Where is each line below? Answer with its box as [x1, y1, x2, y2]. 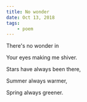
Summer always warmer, [6, 77, 68, 84]
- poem [17, 25, 34, 32]
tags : [6, 20, 20, 26]
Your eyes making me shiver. [6, 54, 77, 61]
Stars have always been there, [6, 66, 81, 73]
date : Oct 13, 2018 [6, 14, 55, 21]
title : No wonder [6, 8, 50, 15]
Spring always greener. [6, 89, 64, 97]
